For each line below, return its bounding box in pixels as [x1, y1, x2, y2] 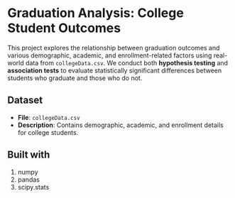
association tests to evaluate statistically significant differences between [7, 66, 222, 75]
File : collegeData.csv [17, 113, 80, 121]
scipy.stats [17, 182, 50, 191]
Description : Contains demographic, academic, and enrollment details [17, 121, 224, 129]
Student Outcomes [7, 20, 121, 36]
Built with [7, 149, 50, 161]
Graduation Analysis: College [7, 5, 185, 21]
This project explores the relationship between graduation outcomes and [7, 43, 220, 52]
